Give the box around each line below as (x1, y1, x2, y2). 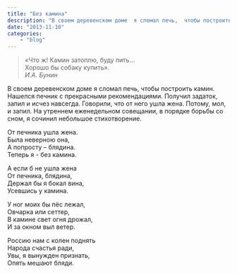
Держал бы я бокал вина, (7, 179, 85, 187)
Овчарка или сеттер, (7, 208, 71, 216)
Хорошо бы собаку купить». (24, 63, 110, 72)
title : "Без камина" (7, 10, 68, 18)
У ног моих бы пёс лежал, (7, 200, 86, 208)
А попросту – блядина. (7, 143, 76, 151)
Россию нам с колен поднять (7, 237, 96, 245)
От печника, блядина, (7, 172, 73, 180)
